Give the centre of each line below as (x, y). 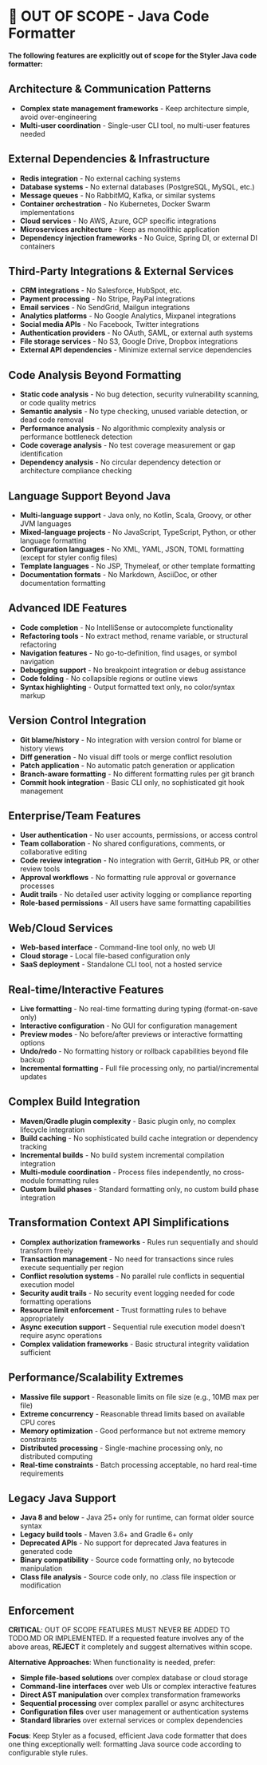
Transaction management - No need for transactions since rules (126, 1259)
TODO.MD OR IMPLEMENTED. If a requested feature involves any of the (126, 1639)
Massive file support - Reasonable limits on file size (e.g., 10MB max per (139, 1396)
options (32, 1043)
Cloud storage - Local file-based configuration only (105, 956)
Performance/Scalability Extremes (96, 1378)
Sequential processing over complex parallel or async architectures (132, 1703)
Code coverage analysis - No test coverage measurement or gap (128, 445)
